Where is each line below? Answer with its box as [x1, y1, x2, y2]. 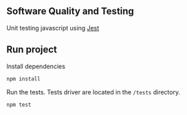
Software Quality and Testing [6, 6, 135, 17]
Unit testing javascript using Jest [6, 23, 100, 32]
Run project [6, 44, 58, 56]
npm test [6, 101, 32, 108]
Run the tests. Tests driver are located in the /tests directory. [6, 87, 180, 96]
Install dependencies [6, 62, 66, 70]
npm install [6, 75, 41, 82]
